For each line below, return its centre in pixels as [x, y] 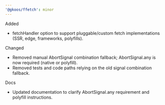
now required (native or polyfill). [45, 62]
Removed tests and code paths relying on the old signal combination [82, 68]
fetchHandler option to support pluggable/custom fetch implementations [86, 33]
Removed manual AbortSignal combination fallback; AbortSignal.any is [84, 57]
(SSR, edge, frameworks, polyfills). [48, 38]
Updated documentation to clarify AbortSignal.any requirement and [81, 92]
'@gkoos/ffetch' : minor [30, 10]
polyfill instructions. [32, 97]
